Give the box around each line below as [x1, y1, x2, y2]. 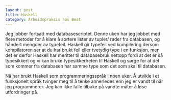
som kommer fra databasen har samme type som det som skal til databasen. [5, 63, 166, 69]
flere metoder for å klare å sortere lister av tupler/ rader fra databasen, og [5, 36, 160, 42]
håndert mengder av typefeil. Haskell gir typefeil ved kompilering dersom [5, 42, 159, 48]
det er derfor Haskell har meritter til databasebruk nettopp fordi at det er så [5, 52, 163, 58]
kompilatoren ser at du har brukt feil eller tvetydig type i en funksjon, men [5, 47, 160, 53]
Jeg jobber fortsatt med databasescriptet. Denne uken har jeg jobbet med [5, 31, 161, 37]
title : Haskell [5, 12, 38, 17]
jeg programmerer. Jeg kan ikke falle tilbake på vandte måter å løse [5, 84, 147, 90]
